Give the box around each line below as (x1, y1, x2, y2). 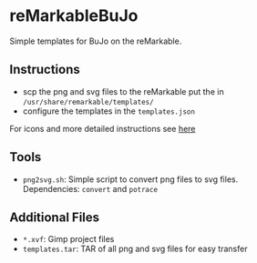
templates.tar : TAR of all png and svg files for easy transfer (22, 243, 248, 255)
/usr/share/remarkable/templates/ (22, 97, 154, 106)
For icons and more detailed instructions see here (9, 123, 196, 134)
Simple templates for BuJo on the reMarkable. (9, 35, 182, 46)
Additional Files (9, 209, 100, 225)
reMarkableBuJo (9, 5, 139, 26)
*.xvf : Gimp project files (22, 234, 115, 245)
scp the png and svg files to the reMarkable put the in (22, 86, 225, 96)
